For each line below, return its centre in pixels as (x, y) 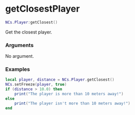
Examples (18, 69)
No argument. (20, 56)
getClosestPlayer (43, 9)
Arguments (20, 45)
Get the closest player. (29, 32)
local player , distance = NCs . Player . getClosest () (60, 80)
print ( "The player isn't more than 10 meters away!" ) (72, 103)
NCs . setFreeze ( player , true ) (36, 85)
